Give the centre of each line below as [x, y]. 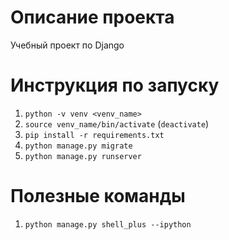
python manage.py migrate [78, 146]
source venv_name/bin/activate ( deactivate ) [117, 123]
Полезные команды [98, 196]
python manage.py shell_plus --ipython [108, 224]
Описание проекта [92, 17]
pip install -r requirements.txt [94, 135]
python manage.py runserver [83, 156]
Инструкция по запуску [115, 85]
